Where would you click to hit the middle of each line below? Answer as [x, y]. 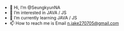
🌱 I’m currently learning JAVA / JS [43, 18]
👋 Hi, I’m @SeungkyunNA [35, 8]
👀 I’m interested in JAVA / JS [38, 13]
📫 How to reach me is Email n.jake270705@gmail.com [64, 23]
